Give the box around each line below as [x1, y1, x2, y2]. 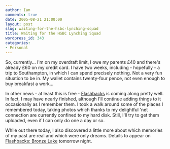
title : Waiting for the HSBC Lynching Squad [5, 31, 101, 36]
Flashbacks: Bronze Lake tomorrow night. [5, 138, 92, 144]
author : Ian [5, 7, 30, 13]
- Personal [5, 45, 28, 50]
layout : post [5, 21, 33, 27]
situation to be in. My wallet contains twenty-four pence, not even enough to [5, 75, 165, 81]
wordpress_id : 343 [5, 36, 44, 41]
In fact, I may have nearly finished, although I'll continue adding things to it [5, 96, 161, 102]
